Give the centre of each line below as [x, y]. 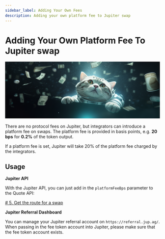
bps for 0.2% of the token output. [39, 136]
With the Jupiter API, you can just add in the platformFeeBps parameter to [79, 188]
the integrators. [21, 151]
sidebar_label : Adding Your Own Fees [44, 10]
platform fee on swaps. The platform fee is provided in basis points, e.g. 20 [81, 131]
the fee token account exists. [34, 232]
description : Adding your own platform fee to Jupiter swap [68, 15]
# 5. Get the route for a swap [34, 203]
